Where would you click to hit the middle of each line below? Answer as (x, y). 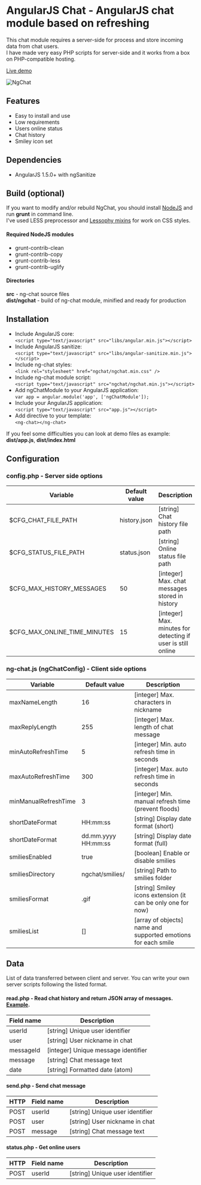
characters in (153, 702)
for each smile (154, 942)
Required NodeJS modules (40, 234)
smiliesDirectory (32, 874)
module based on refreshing (78, 23)
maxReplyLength (33, 727)
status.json (135, 553)
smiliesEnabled (31, 856)
